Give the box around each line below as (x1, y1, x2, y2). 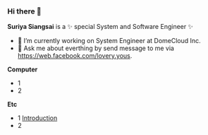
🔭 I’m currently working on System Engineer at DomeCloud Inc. (17, 37, 201, 45)
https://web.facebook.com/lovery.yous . (17, 52, 133, 60)
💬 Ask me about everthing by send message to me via (17, 44, 175, 52)
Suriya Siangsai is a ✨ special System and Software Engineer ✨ (7, 23, 194, 31)
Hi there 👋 (7, 6, 42, 16)
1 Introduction (17, 114, 58, 122)
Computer (7, 65, 38, 74)
